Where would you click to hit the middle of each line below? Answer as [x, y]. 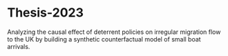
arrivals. [19, 46]
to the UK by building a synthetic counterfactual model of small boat [104, 39]
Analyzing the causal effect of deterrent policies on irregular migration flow [114, 32]
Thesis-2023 [46, 13]
